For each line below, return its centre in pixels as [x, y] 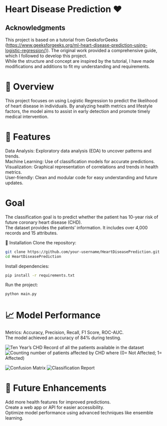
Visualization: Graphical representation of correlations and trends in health [82, 167]
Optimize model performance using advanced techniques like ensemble [79, 413]
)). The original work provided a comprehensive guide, [101, 50]
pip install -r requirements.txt [40, 275]
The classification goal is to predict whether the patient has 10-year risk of [82, 217]
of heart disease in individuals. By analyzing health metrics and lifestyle [79, 106]
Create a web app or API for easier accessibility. [55, 407]
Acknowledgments [35, 28]
